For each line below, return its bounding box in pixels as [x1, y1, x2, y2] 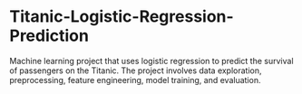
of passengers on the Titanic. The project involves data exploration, [9, 65, 262, 76]
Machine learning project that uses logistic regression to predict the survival [9, 55, 294, 66]
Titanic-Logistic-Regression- [9, 6, 234, 27]
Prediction [9, 25, 89, 46]
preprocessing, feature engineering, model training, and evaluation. [9, 74, 261, 85]
